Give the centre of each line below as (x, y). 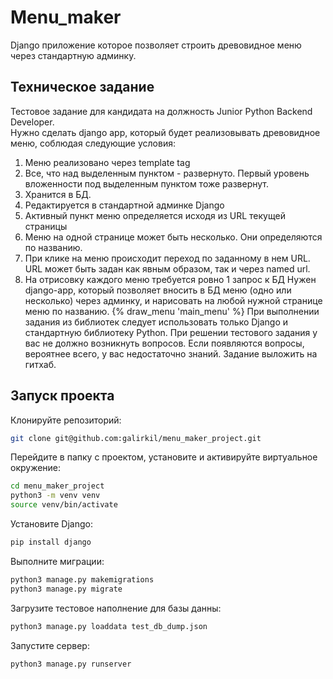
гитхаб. (40, 364)
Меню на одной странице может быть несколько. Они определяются (173, 237)
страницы (46, 226)
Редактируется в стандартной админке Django (124, 205)
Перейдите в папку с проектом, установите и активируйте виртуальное (164, 457)
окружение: (36, 468)
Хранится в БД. (58, 194)
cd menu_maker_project (57, 486)
